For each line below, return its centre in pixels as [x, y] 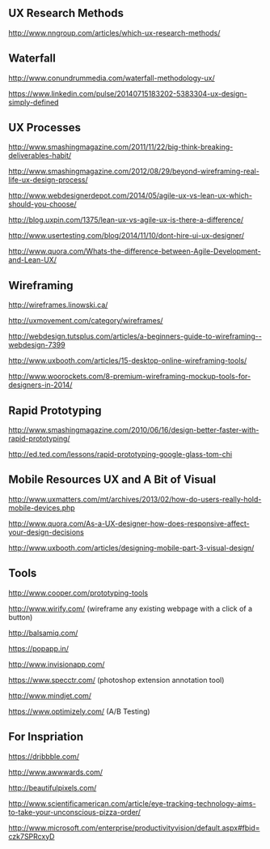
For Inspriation [46, 737]
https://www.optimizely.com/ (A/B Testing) [80, 711]
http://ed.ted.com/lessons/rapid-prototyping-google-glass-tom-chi [120, 454]
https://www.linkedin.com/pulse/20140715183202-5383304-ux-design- [128, 93]
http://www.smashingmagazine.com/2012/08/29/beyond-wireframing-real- [134, 171]
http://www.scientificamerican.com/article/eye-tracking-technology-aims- [132, 803]
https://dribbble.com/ [44, 756]
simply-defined [34, 102]
